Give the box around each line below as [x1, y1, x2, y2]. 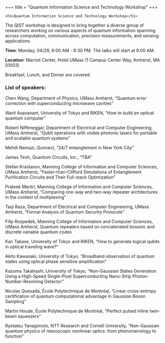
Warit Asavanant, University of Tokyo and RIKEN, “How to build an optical [5, 110, 154, 116]
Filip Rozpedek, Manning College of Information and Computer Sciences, [5, 218, 153, 224]
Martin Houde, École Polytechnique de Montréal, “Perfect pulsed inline [5, 308, 149, 314]
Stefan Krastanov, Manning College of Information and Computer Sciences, [5, 164, 158, 170]
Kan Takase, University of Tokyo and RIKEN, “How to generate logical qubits [5, 239, 160, 245]
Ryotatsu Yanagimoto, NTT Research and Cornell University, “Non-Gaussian [5, 323, 160, 329]
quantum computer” [5, 115, 46, 121]
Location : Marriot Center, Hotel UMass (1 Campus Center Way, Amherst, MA [5, 57, 160, 63]
